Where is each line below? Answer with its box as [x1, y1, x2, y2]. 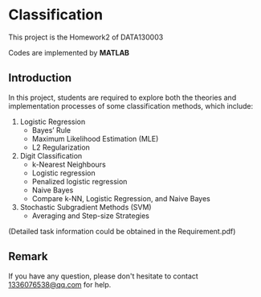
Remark [8, 250, 48, 263]
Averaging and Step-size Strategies [31, 211, 150, 221]
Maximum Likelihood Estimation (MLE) [31, 134, 159, 143]
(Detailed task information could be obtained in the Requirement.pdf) [8, 226, 236, 236]
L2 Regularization [31, 142, 91, 152]
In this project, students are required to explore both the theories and [8, 93, 237, 102]
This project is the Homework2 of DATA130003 [8, 32, 164, 42]
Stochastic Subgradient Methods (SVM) [19, 202, 152, 212]
